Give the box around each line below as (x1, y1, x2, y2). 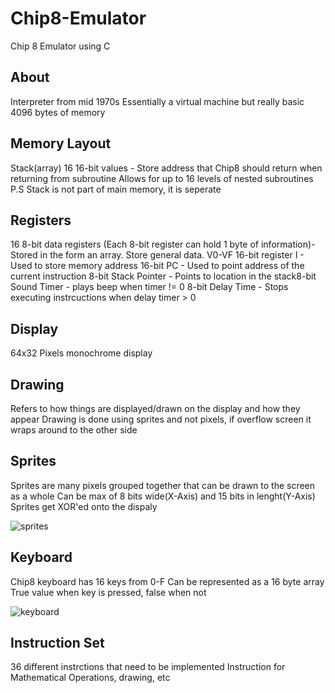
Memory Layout (10, 135, 112, 152)
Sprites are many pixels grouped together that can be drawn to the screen (10, 479, 316, 491)
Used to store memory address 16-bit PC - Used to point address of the (10, 260, 305, 272)
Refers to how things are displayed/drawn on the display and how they (10, 403, 301, 414)
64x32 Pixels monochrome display (10, 347, 153, 359)
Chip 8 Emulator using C (10, 40, 111, 52)
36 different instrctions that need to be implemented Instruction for (10, 661, 286, 673)
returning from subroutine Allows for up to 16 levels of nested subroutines (10, 172, 314, 184)
